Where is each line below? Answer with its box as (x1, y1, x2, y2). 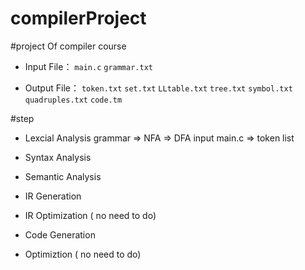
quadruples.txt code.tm (24, 95, 123, 105)
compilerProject (10, 7, 147, 30)
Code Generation (24, 228, 96, 241)
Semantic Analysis (24, 170, 102, 182)
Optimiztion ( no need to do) (24, 248, 142, 260)
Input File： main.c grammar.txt (24, 60, 153, 72)
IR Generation (24, 190, 82, 202)
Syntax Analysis (24, 151, 92, 163)
